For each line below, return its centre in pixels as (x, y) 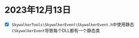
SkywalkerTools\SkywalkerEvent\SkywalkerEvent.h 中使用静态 (73, 24)
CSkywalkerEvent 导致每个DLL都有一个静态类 (56, 30)
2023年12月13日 (38, 10)
